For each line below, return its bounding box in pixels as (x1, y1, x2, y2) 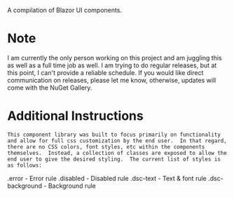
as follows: (7, 161, 42, 169)
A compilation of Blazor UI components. (7, 6, 123, 14)
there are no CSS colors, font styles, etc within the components (7, 143, 205, 150)
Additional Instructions (7, 108, 144, 124)
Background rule (48, 182, 96, 190)
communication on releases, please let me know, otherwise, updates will (7, 76, 216, 84)
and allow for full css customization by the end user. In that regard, (7, 137, 228, 144)
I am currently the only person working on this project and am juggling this (7, 53, 222, 62)
